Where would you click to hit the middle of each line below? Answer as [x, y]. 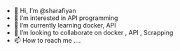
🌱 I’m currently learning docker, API [65, 25]
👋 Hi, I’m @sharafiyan [45, 11]
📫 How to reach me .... [47, 40]
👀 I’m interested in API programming [66, 18]
